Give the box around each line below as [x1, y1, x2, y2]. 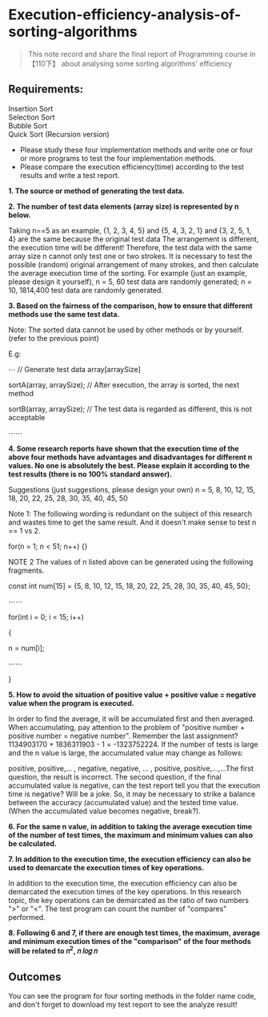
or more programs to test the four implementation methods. [19, 153, 216, 163]
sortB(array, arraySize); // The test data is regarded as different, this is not [8, 403, 252, 414]
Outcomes [8, 970, 62, 983]
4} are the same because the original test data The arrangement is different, [8, 234, 259, 244]
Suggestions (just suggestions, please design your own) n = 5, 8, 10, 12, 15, [8, 484, 256, 494]
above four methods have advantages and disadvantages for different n [8, 452, 253, 462]
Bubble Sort [8, 120, 48, 130]
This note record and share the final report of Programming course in [27, 49, 256, 59]
